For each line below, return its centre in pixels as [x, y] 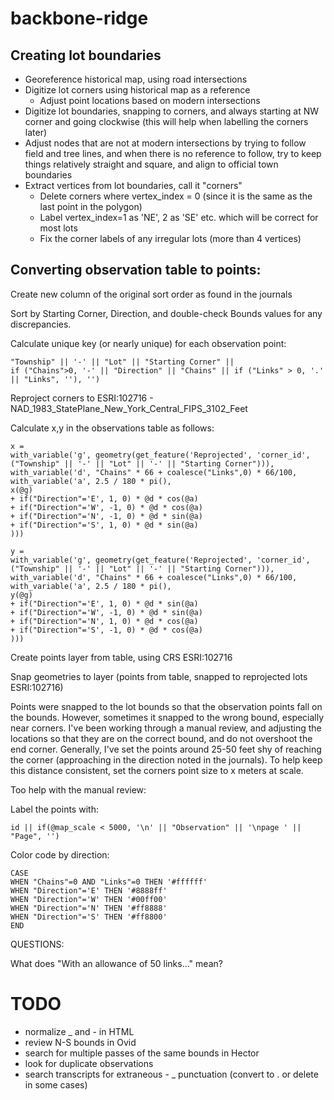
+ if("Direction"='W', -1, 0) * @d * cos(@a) [106, 507]
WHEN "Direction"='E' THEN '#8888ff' [89, 890]
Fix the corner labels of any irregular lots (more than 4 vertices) [170, 238]
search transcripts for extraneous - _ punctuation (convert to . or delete [171, 1074]
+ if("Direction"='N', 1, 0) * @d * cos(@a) [104, 621]
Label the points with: [54, 809]
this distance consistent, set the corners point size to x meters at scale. [157, 770]
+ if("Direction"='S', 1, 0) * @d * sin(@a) [104, 525]
